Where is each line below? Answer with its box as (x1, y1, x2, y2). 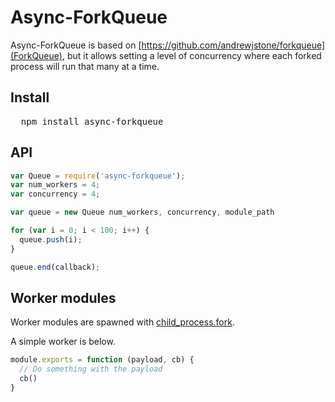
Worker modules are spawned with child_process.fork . (10, 316, 235, 328)
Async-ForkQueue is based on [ (10, 39, 142, 51)
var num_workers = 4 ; (10, 180, 101, 190)
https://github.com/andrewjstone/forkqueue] (141, 39, 326, 51)
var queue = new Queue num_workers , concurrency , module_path (10, 207, 275, 218)
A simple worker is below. (10, 336, 116, 348)
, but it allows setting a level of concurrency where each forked (61, 49, 322, 61)
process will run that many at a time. (10, 60, 160, 72)
